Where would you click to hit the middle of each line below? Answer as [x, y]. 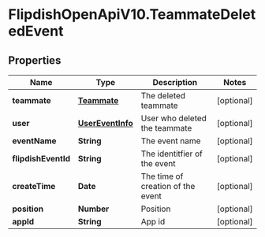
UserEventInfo [106, 123]
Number [93, 209]
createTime [34, 186]
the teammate [166, 128]
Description [175, 82]
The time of [162, 176]
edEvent [36, 31]
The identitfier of [172, 154]
